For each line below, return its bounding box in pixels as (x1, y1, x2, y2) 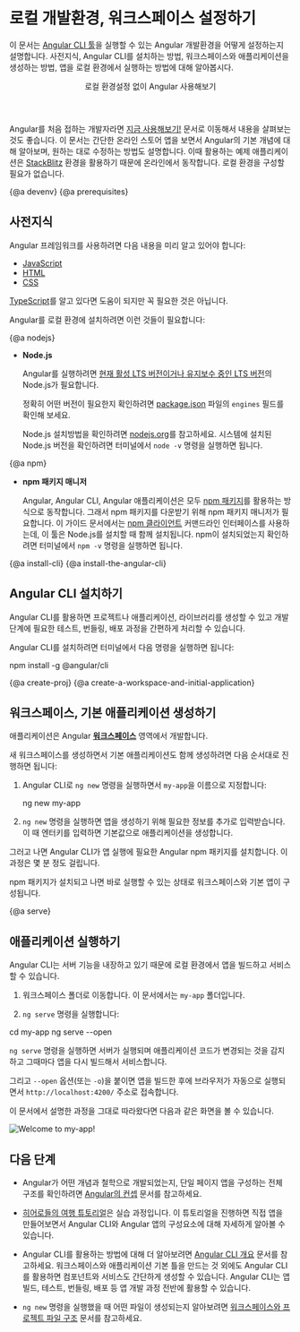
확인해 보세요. (21, 409, 72, 420)
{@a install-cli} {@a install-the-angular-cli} (9, 557, 167, 569)
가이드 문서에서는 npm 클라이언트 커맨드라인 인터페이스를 (65, 517, 267, 529)
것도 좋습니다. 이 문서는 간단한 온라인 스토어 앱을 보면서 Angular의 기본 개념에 (9, 134, 282, 145)
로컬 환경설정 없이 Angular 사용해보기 (84, 81, 217, 91)
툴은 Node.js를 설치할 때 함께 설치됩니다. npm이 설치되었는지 (50, 529, 266, 539)
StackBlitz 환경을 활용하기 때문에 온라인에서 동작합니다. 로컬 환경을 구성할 (25, 157, 285, 168)
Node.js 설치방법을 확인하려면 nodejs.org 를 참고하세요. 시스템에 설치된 (21, 428, 272, 439)
